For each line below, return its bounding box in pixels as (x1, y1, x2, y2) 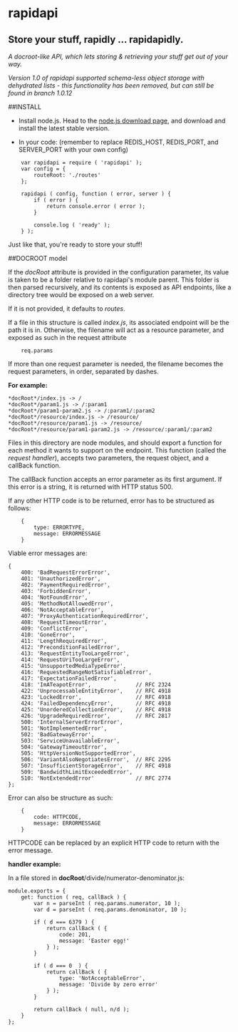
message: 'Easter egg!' (58, 937, 130, 944)
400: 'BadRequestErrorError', (21, 569, 111, 576)
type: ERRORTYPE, (33, 524, 85, 531)
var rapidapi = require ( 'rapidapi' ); (21, 159, 143, 166)
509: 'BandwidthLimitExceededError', (21, 768, 133, 775)
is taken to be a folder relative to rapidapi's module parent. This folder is (8, 276, 219, 284)
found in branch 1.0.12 (8, 89, 73, 97)
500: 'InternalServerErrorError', (21, 718, 123, 726)
